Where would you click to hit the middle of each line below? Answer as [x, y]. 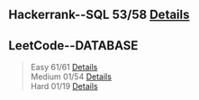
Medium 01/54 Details [71, 77]
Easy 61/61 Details [64, 68]
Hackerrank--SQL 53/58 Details [99, 15]
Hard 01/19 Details [64, 86]
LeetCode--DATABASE [73, 45]
